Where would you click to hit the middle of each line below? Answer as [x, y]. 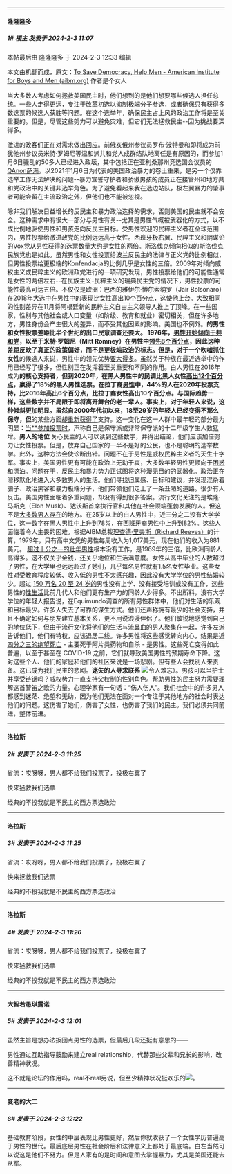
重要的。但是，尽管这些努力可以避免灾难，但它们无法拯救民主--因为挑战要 [113, 121]
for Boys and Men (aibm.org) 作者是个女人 [67, 80]
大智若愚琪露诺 [28, 1004]
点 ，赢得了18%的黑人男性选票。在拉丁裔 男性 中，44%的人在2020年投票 [110, 384]
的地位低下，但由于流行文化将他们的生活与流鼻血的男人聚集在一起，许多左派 [116, 627]
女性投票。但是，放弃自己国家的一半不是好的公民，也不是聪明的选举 [116, 445]
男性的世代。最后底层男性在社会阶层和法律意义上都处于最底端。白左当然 [116, 1146]
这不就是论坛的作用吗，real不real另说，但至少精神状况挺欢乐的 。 [103, 1078]
